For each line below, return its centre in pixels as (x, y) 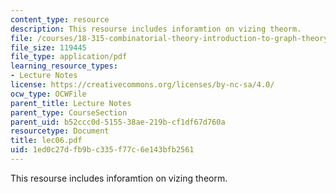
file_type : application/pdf (69, 57)
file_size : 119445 (48, 47)
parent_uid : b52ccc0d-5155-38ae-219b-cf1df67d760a (118, 122)
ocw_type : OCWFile (48, 94)
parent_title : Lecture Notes (71, 103)
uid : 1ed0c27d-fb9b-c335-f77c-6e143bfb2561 (102, 150)
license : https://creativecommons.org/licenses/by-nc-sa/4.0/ (142, 85)
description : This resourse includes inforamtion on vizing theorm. (156, 29)
